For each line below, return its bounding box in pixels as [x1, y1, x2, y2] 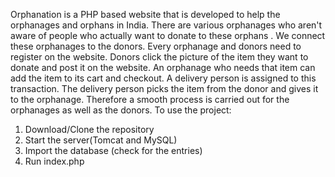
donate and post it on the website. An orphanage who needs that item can [10, 62, 316, 73]
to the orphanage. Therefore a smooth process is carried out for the [10, 94, 290, 105]
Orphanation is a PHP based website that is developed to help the [10, 9, 281, 20]
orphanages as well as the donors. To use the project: [10, 104, 232, 116]
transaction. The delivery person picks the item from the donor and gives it [10, 83, 319, 94]
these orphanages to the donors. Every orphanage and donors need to [10, 40, 302, 52]
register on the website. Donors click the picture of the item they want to [10, 51, 309, 63]
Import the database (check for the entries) [24, 145, 203, 156]
